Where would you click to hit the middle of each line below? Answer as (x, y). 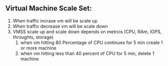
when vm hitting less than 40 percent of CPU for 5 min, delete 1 (87, 53)
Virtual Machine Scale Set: (49, 8)
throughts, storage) (33, 37)
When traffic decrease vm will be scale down (60, 26)
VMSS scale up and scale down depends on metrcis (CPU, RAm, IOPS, (87, 31)
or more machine (38, 48)
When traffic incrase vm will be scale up (55, 20)
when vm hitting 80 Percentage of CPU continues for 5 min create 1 (91, 42)
